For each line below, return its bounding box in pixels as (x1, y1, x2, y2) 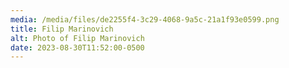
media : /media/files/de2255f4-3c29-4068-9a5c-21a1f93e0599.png (10, 14, 280, 25)
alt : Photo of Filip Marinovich (10, 33, 145, 43)
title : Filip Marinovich (10, 24, 114, 34)
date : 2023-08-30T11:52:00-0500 (10, 42, 145, 53)
